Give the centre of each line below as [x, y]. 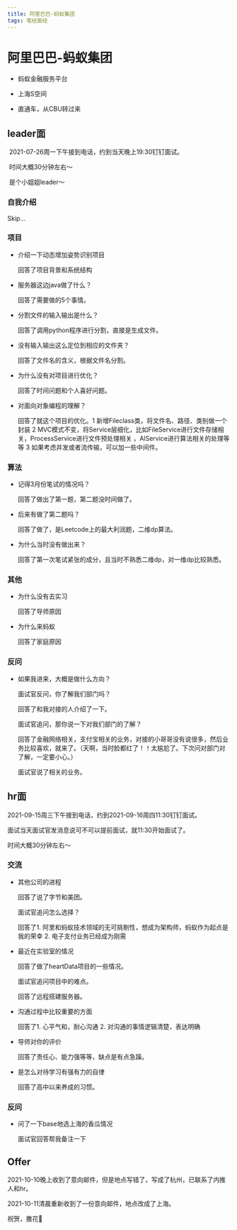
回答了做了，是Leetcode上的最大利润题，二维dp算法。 [97, 529]
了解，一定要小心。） [47, 757]
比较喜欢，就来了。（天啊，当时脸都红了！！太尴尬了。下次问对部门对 [125, 748]
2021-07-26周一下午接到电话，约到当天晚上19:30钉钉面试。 [96, 152]
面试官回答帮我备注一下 [52, 1139]
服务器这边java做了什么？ [54, 285]
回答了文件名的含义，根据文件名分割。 [73, 360]
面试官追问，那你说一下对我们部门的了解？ [80, 724]
